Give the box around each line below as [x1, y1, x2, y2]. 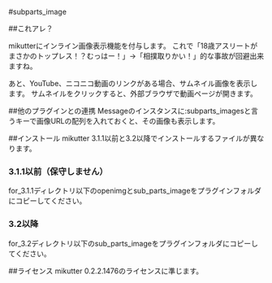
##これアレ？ [8, 24, 54, 33]
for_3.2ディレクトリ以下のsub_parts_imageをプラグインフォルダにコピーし [8, 238, 258, 248]
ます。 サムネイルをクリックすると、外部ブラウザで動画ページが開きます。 [8, 89, 258, 98]
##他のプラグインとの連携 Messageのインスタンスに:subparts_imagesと [8, 106, 252, 115]
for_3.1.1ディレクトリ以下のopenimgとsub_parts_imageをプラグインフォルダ [8, 186, 261, 196]
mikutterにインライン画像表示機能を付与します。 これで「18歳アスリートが [8, 41, 258, 50]
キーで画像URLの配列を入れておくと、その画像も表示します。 [15, 116, 220, 125]
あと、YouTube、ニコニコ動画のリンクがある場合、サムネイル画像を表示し [8, 79, 258, 88]
